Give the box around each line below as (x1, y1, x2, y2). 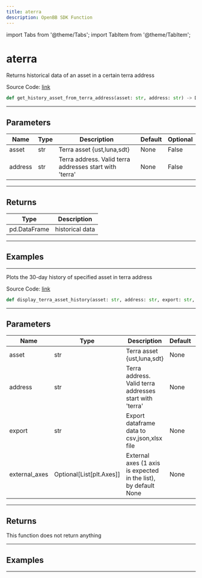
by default (126, 482, 155, 490)
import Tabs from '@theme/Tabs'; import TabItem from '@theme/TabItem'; (6, 31, 191, 38)
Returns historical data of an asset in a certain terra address (6, 72, 155, 79)
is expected (126, 467, 159, 475)
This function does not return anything (6, 532, 102, 539)
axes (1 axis (126, 459, 161, 467)
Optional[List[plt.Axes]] (54, 470, 120, 479)
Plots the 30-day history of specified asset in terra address (6, 273, 152, 280)
